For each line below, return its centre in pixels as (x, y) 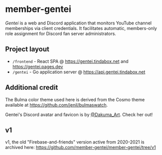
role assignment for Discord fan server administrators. (61, 33)
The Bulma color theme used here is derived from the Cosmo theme (75, 99)
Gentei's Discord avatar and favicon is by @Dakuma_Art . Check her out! (79, 114)
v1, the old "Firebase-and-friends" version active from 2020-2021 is (75, 142)
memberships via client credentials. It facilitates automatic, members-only (81, 28)
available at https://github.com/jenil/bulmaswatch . (57, 105)
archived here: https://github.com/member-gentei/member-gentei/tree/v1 (81, 148)
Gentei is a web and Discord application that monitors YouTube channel (79, 23)
